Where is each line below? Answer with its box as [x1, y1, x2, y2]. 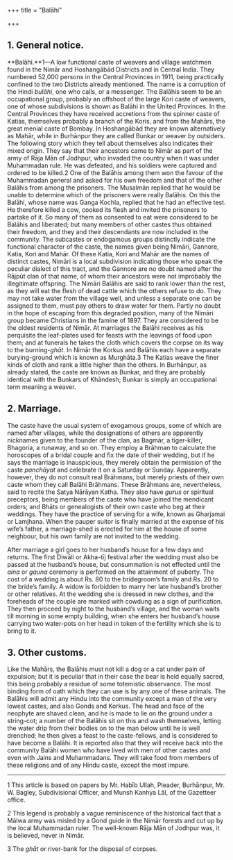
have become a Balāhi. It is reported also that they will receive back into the [7, 739, 223, 747]
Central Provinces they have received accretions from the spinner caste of [7, 109, 220, 117]
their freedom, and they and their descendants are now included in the [7, 227, 209, 235]
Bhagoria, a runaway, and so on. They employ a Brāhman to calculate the [7, 443, 216, 452]
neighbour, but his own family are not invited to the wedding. [7, 531, 180, 540]
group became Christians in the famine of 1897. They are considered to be [7, 316, 219, 324]
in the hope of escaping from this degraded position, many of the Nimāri [7, 308, 214, 317]
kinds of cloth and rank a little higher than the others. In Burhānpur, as [7, 361, 207, 369]
